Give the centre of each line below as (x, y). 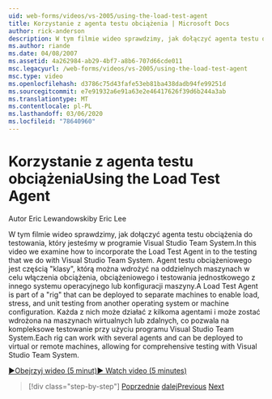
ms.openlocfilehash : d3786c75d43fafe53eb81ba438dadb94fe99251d (117, 84)
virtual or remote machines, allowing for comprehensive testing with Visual (133, 346)
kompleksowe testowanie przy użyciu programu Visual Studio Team (121, 328)
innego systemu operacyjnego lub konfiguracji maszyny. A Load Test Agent (133, 285)
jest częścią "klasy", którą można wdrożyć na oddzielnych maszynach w (129, 268)
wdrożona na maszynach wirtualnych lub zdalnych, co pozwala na (119, 320)
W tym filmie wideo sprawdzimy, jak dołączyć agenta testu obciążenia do (131, 234)
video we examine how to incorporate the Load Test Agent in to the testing (133, 251)
